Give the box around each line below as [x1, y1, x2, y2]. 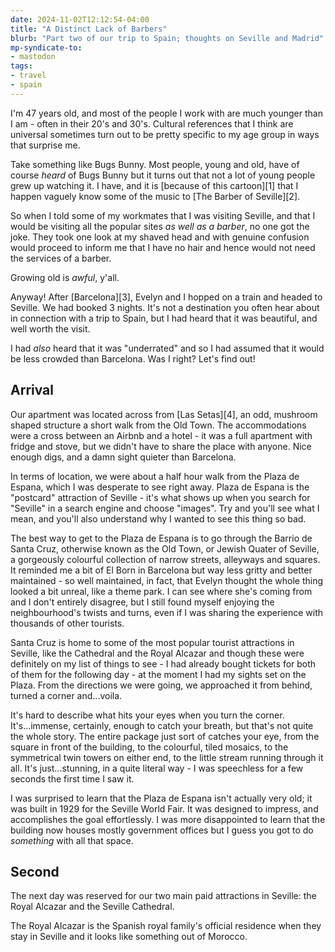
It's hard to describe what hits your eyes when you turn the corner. [10, 709, 285, 721]
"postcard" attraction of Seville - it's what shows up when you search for [10, 491, 311, 503]
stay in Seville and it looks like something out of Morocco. [10, 931, 248, 943]
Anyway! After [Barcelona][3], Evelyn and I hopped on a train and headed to [10, 291, 323, 303]
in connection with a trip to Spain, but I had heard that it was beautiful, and [10, 312, 318, 324]
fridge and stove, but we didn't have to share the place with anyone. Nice [10, 440, 312, 452]
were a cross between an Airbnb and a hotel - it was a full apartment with [10, 429, 313, 441]
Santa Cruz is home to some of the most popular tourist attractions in [10, 636, 295, 648]
